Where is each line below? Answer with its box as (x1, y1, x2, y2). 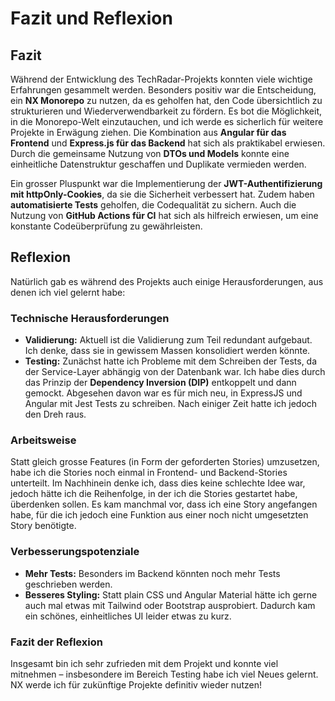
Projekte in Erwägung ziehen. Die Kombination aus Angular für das (10, 127, 287, 138)
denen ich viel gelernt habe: (10, 286, 126, 298)
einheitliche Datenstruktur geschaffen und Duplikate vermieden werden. (10, 158, 307, 170)
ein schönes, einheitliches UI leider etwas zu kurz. (24, 610, 232, 622)
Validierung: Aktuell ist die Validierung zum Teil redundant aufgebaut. (24, 334, 313, 346)
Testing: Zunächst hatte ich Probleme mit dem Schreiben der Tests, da (24, 355, 318, 367)
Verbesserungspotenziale (10, 545, 140, 559)
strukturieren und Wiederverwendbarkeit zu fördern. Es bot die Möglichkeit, (10, 105, 323, 117)
